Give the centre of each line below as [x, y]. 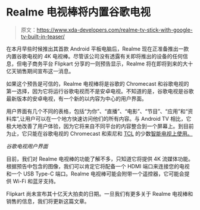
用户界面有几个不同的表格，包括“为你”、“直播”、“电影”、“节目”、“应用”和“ [97, 111]
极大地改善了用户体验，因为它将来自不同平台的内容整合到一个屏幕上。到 [95, 126]
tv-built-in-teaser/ [43, 36]
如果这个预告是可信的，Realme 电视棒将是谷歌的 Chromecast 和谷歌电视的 [98, 83]
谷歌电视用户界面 [27, 146]
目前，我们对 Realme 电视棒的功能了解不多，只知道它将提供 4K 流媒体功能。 [100, 159]
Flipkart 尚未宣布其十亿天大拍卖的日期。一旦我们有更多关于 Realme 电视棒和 [100, 193]
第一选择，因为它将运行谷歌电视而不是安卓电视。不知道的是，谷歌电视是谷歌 [100, 91]
